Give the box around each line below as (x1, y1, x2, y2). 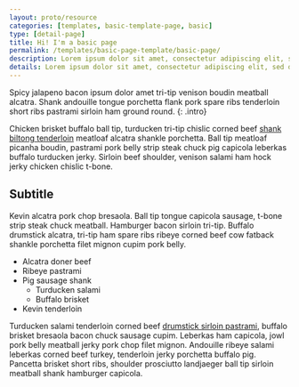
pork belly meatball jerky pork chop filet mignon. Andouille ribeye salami (9, 339, 274, 350)
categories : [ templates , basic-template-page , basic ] (9, 21, 214, 30)
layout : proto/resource (9, 12, 98, 22)
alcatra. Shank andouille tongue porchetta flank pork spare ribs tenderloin (9, 96, 280, 107)
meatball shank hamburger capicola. (9, 367, 143, 378)
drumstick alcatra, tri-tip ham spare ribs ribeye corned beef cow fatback (9, 229, 274, 240)
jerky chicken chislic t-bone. (9, 161, 113, 172)
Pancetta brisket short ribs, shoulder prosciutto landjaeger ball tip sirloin (9, 358, 274, 369)
